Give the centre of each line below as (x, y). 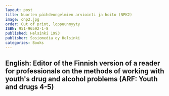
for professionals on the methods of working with (85, 71)
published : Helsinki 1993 (32, 33)
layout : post (19, 10)
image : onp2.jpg (22, 19)
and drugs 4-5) (30, 87)
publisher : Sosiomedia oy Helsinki (43, 38)
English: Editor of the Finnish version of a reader (83, 63)
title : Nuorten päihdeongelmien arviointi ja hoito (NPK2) (69, 15)
